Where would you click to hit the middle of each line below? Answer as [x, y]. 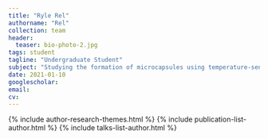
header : [21, 38]
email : [19, 89]
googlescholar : [33, 82]
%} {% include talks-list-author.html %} [112, 128]
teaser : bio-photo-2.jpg [57, 45]
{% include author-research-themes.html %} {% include [100, 119]
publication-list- [221, 119]
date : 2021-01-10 [37, 75]
